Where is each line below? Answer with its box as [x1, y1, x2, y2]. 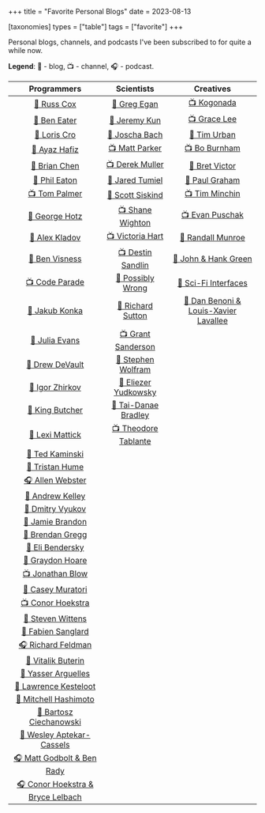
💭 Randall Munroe [180, 232, 246, 243]
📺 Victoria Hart [106, 231, 164, 241]
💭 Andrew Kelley [24, 490, 86, 501]
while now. [8, 46, 43, 55]
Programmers [28, 83, 82, 94]
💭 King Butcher [27, 405, 84, 415]
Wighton [119, 217, 151, 228]
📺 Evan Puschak [181, 210, 244, 220]
